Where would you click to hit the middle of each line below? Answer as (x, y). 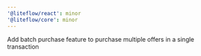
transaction (23, 46)
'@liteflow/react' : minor (44, 13)
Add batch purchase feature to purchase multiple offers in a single (101, 39)
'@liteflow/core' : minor (43, 20)
